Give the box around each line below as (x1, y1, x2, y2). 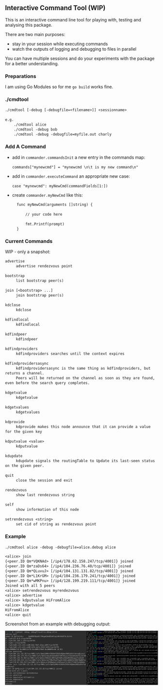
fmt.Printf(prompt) (25, 222, 65, 226)
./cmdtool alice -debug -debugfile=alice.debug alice (5, 545, 116, 550)
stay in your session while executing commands (12, 41, 108, 47)
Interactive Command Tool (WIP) (5, 4, 106, 12)
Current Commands (5, 238, 53, 244)
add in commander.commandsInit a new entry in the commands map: (12, 154, 146, 160)
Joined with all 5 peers (5, 583, 55, 588)
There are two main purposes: (5, 31, 65, 37)
